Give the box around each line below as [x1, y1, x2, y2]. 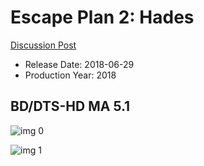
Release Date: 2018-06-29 [24, 58, 135, 70]
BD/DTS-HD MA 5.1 [10, 98, 131, 115]
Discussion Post [10, 39, 77, 51]
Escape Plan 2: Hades [10, 6, 195, 29]
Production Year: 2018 [24, 69, 117, 81]
